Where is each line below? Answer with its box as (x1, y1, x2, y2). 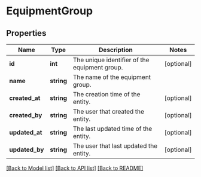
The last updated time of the (72, 124, 153, 133)
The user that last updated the (72, 142, 158, 150)
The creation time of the (72, 90, 141, 98)
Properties (6, 28, 47, 38)
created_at (9, 94, 41, 102)
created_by (9, 111, 42, 119)
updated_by (9, 145, 44, 154)
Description (98, 46, 133, 54)
